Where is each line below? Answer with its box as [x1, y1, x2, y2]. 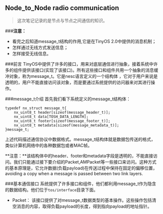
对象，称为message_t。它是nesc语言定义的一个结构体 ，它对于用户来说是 [9, 73, 158, 79]
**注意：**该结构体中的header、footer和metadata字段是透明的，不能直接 [5, 153, 153, 159]
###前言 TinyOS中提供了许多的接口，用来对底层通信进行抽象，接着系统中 [5, 61, 154, 67]
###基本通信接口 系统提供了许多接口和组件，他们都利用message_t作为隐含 [5, 181, 157, 187]
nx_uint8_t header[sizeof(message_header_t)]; [14, 110, 111, 115]
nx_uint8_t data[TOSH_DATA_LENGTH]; [14, 114, 89, 119]
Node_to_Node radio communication [5, 4, 119, 12]
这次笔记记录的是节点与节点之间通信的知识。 [17, 17, 108, 24]
